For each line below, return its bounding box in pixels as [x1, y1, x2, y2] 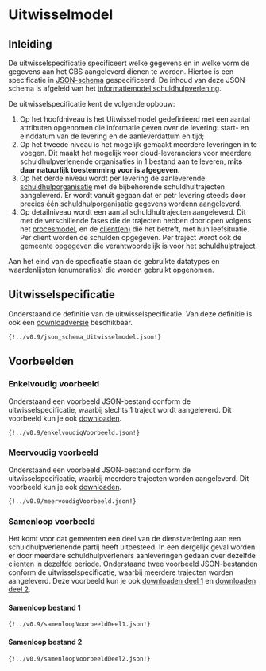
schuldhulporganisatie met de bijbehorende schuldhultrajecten [19, 182, 225, 192]
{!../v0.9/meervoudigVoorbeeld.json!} [8, 497, 137, 506]
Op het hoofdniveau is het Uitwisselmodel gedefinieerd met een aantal [19, 114, 251, 124]
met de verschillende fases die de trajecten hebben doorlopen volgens [19, 216, 252, 225]
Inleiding [8, 37, 53, 51]
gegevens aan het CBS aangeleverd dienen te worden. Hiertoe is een [8, 67, 234, 76]
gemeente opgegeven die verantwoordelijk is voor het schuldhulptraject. [19, 241, 258, 250]
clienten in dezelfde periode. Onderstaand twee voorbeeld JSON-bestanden [8, 559, 258, 569]
